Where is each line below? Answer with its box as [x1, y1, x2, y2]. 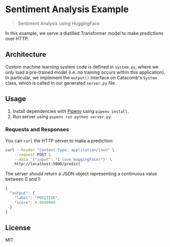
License [5, 224, 31, 232]
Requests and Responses [5, 126, 70, 133]
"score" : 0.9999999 [14, 200, 56, 205]
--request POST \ [14, 152, 51, 157]
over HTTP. [5, 36, 29, 42]
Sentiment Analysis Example [5, 4, 129, 15]
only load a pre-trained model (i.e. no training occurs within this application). [5, 69, 165, 75]
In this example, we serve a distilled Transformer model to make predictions [5, 30, 164, 36]
